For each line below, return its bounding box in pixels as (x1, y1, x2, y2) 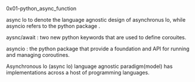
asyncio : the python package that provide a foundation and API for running (6, 45, 190, 52)
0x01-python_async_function (6, 5, 77, 12)
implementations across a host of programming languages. (6, 69, 149, 76)
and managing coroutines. (6, 52, 70, 58)
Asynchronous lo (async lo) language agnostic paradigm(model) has (6, 63, 173, 70)
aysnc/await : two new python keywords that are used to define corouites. (6, 34, 187, 40)
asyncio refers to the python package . (6, 23, 100, 29)
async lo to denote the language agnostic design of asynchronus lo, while (6, 16, 186, 23)
